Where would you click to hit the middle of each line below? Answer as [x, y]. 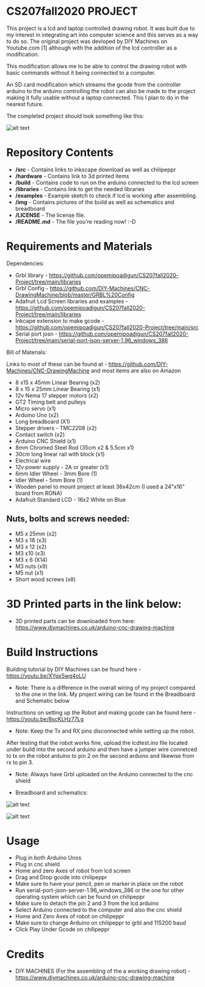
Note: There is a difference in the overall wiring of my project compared [105, 687]
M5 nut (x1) [29, 573]
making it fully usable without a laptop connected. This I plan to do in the [98, 97]
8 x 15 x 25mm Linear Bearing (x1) [58, 389]
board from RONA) [39, 493]
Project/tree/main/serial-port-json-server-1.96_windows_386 [92, 340]
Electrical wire [33, 460]
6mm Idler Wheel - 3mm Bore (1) [56, 474]
